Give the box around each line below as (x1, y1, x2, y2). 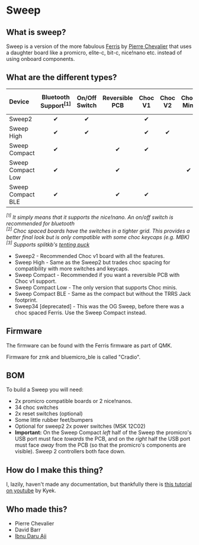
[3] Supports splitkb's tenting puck (6, 240, 90, 248)
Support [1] (40, 101, 71, 110)
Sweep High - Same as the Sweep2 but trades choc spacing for (14, 259, 171, 266)
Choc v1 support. (14, 278, 57, 285)
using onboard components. (6, 56, 75, 62)
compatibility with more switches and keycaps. (14, 265, 129, 272)
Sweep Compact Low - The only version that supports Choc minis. (14, 283, 178, 291)
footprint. (14, 296, 38, 304)
